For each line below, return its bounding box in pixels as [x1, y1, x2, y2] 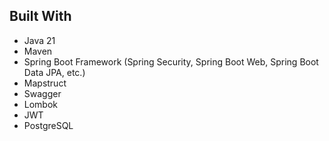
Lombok [23, 98, 59, 110]
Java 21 [23, 34, 56, 46]
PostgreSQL [23, 119, 74, 131]
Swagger [23, 87, 62, 99]
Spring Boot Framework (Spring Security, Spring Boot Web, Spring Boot [23, 55, 319, 68]
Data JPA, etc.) [23, 66, 86, 78]
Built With [9, 8, 72, 25]
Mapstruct [23, 77, 67, 89]
